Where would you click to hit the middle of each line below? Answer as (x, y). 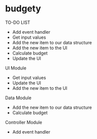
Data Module (18, 98)
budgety (23, 9)
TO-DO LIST (18, 22)
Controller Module (24, 122)
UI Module (16, 68)
